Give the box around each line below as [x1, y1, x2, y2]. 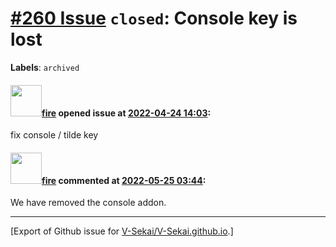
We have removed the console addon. [10, 197, 167, 209]
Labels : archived [10, 61, 80, 73]
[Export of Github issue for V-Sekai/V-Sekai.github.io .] [10, 225, 234, 237]
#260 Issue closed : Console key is [10, 7, 298, 30]
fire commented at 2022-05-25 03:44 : [41, 174, 207, 186]
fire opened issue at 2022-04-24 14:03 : [41, 107, 212, 119]
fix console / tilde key [10, 129, 99, 141]
